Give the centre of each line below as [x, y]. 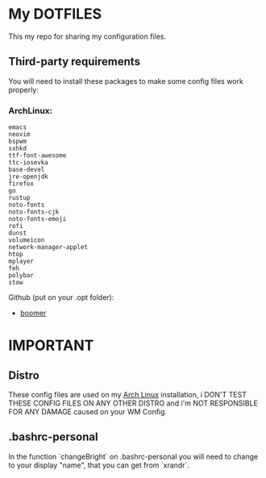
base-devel [27, 170]
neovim [19, 135]
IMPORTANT [51, 345]
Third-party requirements [75, 62]
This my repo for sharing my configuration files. [87, 36]
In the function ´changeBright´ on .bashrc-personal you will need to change [133, 456]
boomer [33, 313]
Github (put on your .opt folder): [61, 297]
